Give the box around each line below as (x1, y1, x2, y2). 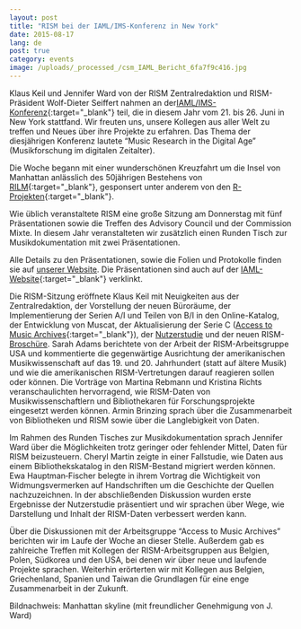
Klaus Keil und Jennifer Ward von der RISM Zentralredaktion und (9, 87, 248, 99)
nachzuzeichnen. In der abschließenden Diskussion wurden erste (9, 489, 252, 500)
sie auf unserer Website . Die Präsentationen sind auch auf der (9, 264, 240, 275)
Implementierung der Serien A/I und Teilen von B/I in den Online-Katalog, (9, 310, 280, 320)
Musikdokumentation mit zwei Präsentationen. (9, 237, 181, 248)
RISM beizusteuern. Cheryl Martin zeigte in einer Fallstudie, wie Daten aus (9, 450, 284, 462)
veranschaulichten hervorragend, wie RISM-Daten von (9, 386, 211, 397)
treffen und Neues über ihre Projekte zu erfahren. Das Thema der (9, 126, 252, 136)
